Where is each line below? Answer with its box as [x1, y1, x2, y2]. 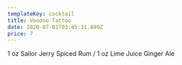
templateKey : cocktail [7, 10, 75, 18]
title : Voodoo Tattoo [7, 17, 72, 24]
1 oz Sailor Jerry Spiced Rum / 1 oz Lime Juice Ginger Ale [7, 49, 175, 58]
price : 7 [7, 30, 33, 37]
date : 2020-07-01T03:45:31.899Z [7, 23, 103, 30]
